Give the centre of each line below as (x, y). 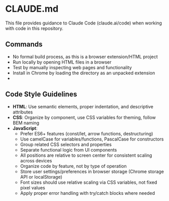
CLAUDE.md (32, 9)
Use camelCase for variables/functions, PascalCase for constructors (92, 139)
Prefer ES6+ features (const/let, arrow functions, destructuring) (87, 133)
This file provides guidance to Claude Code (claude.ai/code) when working (84, 23)
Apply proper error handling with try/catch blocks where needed (88, 193)
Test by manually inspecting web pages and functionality (72, 67)
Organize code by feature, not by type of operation (73, 166)
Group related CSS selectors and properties (66, 144)
